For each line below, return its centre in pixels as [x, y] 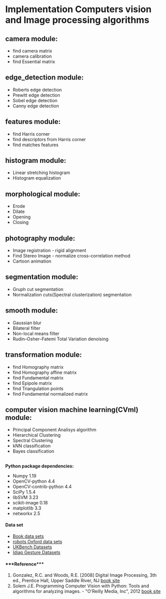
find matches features [35, 145]
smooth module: [32, 310]
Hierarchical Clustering [36, 435]
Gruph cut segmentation [38, 289]
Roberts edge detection [37, 90]
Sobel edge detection [35, 100]
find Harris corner [31, 134]
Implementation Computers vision [78, 9]
